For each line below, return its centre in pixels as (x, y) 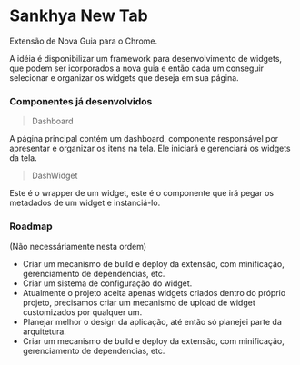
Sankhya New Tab (79, 16)
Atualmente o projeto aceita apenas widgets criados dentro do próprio (154, 292)
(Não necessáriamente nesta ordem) (78, 246)
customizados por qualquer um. (82, 312)
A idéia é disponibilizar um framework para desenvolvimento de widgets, (146, 58)
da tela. (24, 158)
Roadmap (31, 226)
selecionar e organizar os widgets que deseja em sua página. (124, 77)
